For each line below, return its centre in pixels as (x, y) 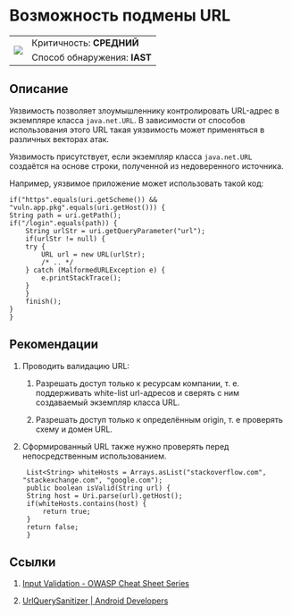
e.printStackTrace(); (82, 278)
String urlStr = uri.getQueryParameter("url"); (115, 231)
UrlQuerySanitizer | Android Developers (95, 601)
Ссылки (33, 562)
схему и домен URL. (74, 429)
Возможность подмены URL (120, 16)
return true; (67, 511)
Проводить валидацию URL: (76, 366)
